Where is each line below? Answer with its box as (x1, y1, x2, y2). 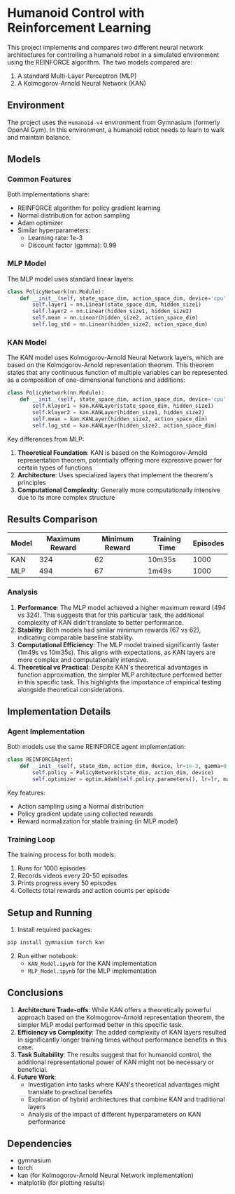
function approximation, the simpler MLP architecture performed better (17, 670, 222, 679)
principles (17, 478, 47, 486)
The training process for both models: (7, 851, 117, 859)
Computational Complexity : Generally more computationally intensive (17, 486, 220, 494)
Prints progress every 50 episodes (17, 879, 117, 887)
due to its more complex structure (17, 493, 115, 501)
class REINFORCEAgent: (7, 756, 73, 763)
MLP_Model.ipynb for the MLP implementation (27, 967, 157, 975)
